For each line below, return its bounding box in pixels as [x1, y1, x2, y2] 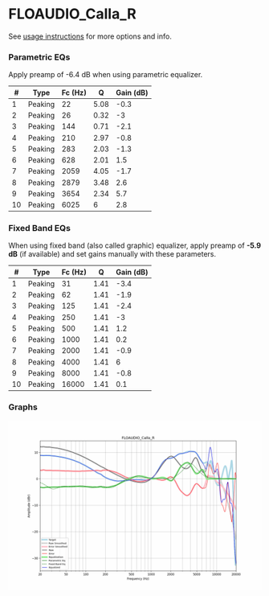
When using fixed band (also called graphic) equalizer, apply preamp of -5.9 [8, 240, 262, 250]
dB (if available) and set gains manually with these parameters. [8, 249, 217, 259]
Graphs [8, 401, 38, 413]
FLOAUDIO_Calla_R [8, 5, 137, 23]
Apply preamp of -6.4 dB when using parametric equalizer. [8, 70, 203, 80]
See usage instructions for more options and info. [8, 31, 173, 41]
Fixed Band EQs [8, 222, 71, 233]
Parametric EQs [8, 51, 71, 63]
